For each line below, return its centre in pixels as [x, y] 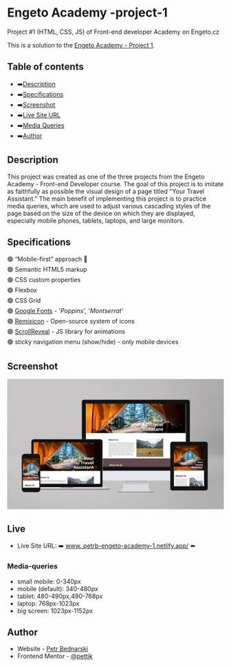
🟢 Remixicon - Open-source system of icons [71, 321]
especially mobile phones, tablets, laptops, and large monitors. [96, 220]
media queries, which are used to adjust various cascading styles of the [109, 206]
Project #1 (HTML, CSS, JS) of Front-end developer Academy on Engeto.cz [113, 32]
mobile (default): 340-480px [57, 588]
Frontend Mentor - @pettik [55, 656]
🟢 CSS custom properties [44, 280]
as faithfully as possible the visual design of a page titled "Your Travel [106, 191]
